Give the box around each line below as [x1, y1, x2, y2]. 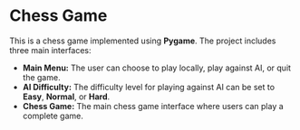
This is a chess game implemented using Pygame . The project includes [9, 35, 276, 46]
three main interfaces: [9, 44, 92, 55]
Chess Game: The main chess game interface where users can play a [22, 100, 284, 111]
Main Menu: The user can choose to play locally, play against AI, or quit [22, 62, 292, 73]
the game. [22, 71, 61, 82]
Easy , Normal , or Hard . [22, 91, 111, 102]
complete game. [22, 110, 84, 121]
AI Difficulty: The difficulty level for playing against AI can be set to [22, 81, 275, 92]
